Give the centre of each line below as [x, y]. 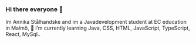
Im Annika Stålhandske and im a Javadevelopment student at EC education [96, 22]
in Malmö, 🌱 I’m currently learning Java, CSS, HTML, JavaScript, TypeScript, [98, 28]
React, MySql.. [23, 34]
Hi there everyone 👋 [34, 9]
